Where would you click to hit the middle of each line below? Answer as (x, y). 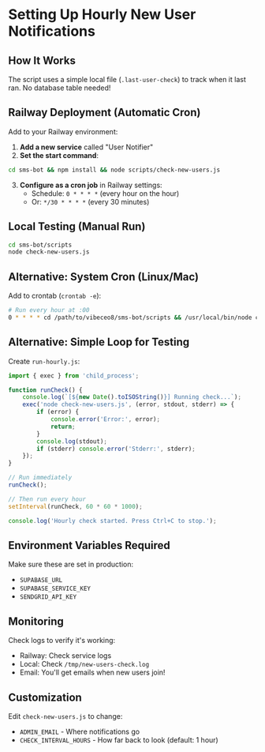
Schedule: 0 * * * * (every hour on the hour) (105, 193)
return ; (63, 427)
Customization (45, 697)
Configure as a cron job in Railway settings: (91, 185)
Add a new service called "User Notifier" (86, 147)
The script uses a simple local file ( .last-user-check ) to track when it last (127, 79)
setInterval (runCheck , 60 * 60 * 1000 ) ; (76, 506)
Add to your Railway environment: (63, 131)
